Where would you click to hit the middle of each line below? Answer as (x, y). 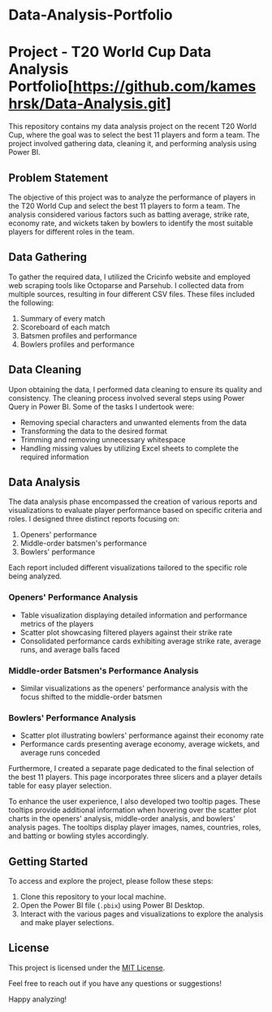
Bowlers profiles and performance (78, 344)
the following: (31, 303)
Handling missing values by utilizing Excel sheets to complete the (130, 448)
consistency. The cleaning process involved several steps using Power (127, 398)
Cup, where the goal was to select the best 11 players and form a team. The (134, 135)
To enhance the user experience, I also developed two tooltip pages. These (135, 802)
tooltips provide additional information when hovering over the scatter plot (133, 810)
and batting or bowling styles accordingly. (78, 836)
